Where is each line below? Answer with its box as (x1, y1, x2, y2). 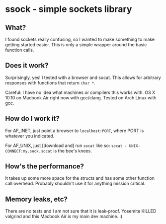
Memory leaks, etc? (5, 195, 68, 203)
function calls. (5, 47, 34, 53)
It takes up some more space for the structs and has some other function (5, 175, 155, 181)
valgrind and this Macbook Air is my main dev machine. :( (5, 214, 123, 220)
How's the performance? (5, 162, 84, 171)
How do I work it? (5, 114, 60, 123)
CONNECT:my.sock (5, 149, 39, 153)
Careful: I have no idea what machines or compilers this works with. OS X (5, 89, 156, 95)
